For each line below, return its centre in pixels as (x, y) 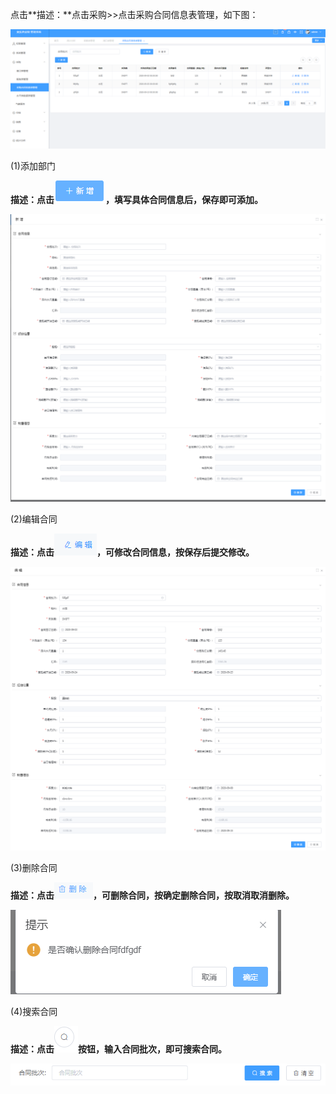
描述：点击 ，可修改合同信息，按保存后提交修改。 (132, 552)
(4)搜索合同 (34, 1012)
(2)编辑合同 (34, 519)
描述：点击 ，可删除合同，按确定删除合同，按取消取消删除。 (152, 895)
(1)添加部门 (33, 165)
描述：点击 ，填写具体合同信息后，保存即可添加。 (136, 199)
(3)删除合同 (34, 868)
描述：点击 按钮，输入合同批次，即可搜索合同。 (118, 1049)
